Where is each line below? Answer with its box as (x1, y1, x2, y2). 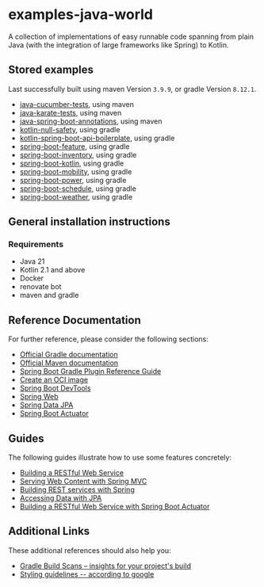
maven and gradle (19, 291, 79, 300)
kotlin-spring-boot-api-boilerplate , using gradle (19, 133, 175, 143)
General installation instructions (8, 215, 170, 229)
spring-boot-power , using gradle (19, 175, 127, 185)
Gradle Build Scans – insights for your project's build (19, 561, 192, 570)
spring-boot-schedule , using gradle (19, 184, 136, 193)
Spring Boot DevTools (19, 383, 91, 393)
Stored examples (8, 63, 94, 77)
